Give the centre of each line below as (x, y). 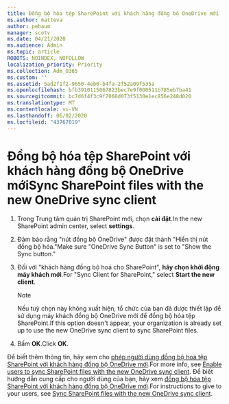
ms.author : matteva (35, 20)
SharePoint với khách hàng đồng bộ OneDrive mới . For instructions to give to (114, 386)
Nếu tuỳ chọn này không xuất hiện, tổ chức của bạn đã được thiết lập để (119, 308)
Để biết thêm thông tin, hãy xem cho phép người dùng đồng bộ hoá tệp (107, 357)
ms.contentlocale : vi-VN (43, 109)
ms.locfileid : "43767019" (44, 122)
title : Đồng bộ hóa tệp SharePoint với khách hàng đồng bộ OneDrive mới (113, 13)
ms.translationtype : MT (41, 103)
